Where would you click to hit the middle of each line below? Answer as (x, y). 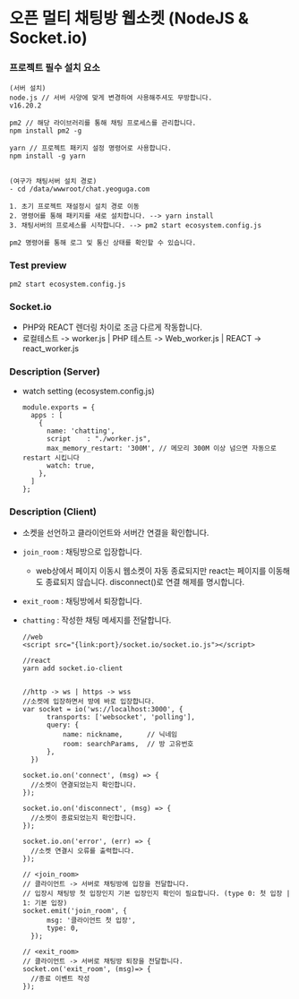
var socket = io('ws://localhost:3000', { (103, 709)
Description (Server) (55, 371)
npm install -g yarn (48, 156)
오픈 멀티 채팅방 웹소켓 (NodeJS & (129, 18)
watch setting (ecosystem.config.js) (88, 392)
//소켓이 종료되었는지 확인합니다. (84, 818)
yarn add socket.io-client (73, 668)
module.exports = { (59, 408)
